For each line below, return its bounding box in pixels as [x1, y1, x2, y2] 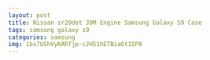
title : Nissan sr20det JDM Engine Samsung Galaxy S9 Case [8, 19, 202, 26]
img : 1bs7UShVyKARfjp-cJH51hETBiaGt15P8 [8, 41, 143, 48]
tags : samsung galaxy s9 [8, 26, 90, 34]
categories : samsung [8, 33, 76, 41]
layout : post [8, 11, 51, 19]
